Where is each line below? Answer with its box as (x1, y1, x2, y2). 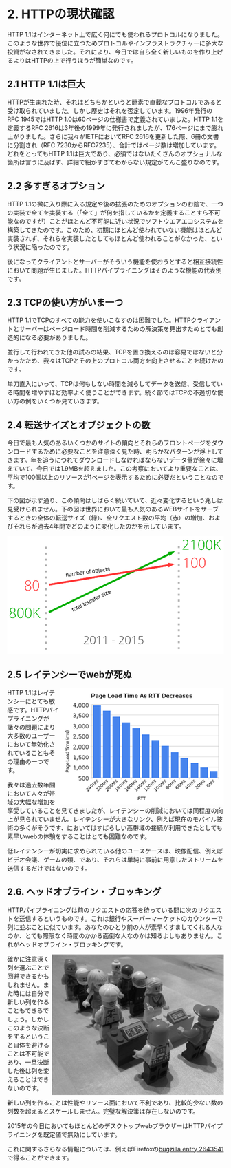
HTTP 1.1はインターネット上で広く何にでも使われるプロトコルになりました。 (7, 30, 223, 39)
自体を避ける (12, 1041, 49, 1049)
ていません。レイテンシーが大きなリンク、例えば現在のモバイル (36, 815, 217, 823)
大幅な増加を (19, 798, 56, 806)
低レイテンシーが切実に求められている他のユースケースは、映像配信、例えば (7, 847, 223, 855)
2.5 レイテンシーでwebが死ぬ (7, 669, 132, 681)
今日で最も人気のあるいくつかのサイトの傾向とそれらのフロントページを (7, 438, 212, 447)
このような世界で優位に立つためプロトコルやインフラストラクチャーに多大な (7, 39, 224, 47)
